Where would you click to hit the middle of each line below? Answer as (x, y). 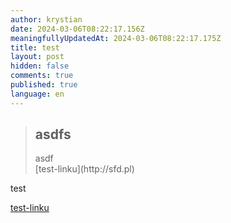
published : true (44, 85)
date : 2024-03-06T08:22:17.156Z (77, 29)
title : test (35, 47)
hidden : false (40, 66)
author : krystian (46, 19)
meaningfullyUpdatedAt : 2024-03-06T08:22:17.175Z (116, 38)
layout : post (37, 57)
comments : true (42, 76)
